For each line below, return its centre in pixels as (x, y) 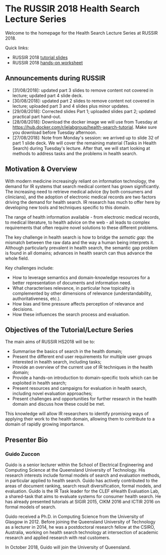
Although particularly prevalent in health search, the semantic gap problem (82, 247)
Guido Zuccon (23, 454)
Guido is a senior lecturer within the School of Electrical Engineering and (79, 465)
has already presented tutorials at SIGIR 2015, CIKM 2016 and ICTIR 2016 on (83, 502)
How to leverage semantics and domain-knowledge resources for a (81, 277)
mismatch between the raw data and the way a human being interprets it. (80, 242)
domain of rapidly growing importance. (45, 424)
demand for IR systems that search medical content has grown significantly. (83, 186)
